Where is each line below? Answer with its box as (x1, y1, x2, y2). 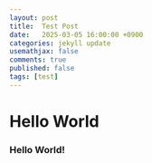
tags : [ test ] (9, 72, 59, 81)
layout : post (9, 13, 59, 23)
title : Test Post (9, 22, 79, 31)
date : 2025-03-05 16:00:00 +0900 (9, 30, 144, 39)
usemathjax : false (9, 47, 79, 56)
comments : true (9, 55, 67, 64)
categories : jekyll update (9, 38, 111, 48)
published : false (9, 64, 75, 73)
